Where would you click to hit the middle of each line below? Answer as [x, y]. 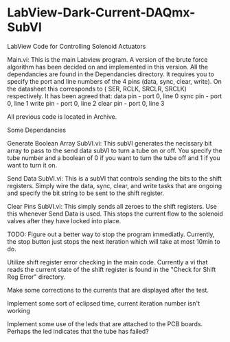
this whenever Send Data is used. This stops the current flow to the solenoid [115, 214]
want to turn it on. [32, 165]
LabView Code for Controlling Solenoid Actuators [77, 46]
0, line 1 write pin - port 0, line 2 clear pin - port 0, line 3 [86, 103]
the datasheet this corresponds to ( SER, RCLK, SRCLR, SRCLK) [97, 89]
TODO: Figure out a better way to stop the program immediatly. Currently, [111, 234]
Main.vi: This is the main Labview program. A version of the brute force [107, 59]
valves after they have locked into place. [64, 220]
